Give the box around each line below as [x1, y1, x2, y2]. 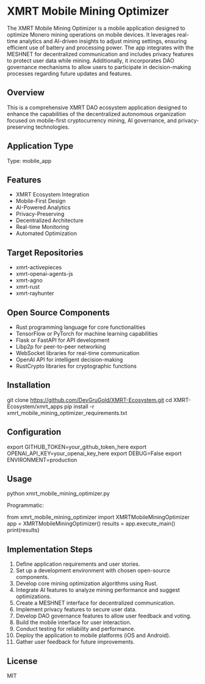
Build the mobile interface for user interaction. [15, 619, 132, 626]
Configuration [7, 427, 62, 437]
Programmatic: [7, 502, 45, 509]
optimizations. [15, 593, 52, 600]
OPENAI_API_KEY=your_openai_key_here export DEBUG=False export [7, 450, 182, 457]
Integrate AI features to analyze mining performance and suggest [15, 586, 181, 594]
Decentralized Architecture [15, 217, 84, 224]
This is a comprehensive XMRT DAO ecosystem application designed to [7, 104, 188, 111]
